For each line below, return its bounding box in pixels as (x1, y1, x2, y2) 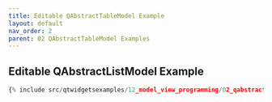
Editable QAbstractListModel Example (8, 64, 205, 78)
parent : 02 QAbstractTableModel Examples (8, 34, 151, 43)
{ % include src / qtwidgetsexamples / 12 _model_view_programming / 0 (8, 86, 227, 94)
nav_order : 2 (8, 27, 53, 35)
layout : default (8, 19, 63, 28)
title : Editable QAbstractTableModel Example (8, 11, 164, 20)
